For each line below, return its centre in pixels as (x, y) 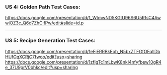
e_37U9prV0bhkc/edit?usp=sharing (42, 67)
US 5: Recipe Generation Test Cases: (50, 41)
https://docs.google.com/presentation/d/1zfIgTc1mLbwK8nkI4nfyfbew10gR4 (83, 62)
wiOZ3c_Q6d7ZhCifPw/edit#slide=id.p (44, 23)
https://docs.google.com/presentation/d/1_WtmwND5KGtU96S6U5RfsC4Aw (83, 18)
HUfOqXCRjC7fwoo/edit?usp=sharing (44, 57)
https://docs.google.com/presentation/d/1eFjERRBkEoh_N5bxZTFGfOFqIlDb (83, 51)
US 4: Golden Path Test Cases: (43, 7)
